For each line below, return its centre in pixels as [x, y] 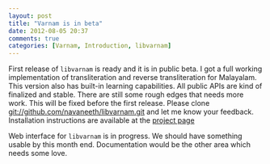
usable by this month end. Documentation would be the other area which [129, 145]
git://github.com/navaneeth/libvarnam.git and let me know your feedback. [131, 112]
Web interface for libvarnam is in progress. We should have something [125, 136]
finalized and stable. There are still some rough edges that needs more [126, 95]
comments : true [34, 38]
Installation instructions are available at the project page [102, 120]
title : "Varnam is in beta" [56, 23]
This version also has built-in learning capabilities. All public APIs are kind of [135, 86]
